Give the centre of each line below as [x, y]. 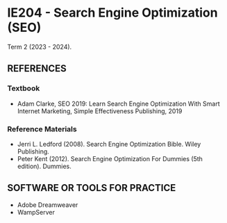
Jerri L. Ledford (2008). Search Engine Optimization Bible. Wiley [109, 144]
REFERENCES [37, 68]
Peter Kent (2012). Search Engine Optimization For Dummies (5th [110, 158]
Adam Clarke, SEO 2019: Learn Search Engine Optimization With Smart [118, 104]
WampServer [36, 212]
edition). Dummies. [44, 166]
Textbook [24, 88]
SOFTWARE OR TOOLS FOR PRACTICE [92, 188]
